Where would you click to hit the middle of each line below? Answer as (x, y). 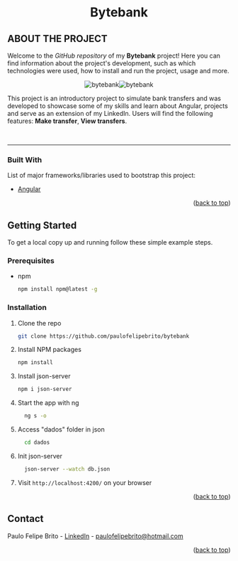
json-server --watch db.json (67, 469)
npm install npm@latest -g (57, 289)
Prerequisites (31, 261)
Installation (27, 308)
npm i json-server (45, 389)
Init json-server (40, 456)
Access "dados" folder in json (61, 429)
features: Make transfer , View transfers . (67, 121)
